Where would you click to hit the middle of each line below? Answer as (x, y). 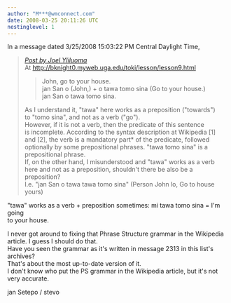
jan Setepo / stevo (33, 292)
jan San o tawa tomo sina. (79, 96)
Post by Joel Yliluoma (56, 60)
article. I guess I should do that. (52, 241)
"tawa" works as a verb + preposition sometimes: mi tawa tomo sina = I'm (114, 206)
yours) (34, 192)
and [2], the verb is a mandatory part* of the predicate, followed (117, 140)
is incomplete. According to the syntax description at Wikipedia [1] (120, 132)
